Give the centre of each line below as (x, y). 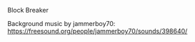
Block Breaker (28, 10)
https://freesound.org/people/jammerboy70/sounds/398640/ (97, 31)
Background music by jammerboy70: (61, 23)
